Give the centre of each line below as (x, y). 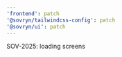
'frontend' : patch (33, 14)
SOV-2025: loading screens (46, 47)
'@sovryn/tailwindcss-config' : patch (61, 20)
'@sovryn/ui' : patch (36, 26)
